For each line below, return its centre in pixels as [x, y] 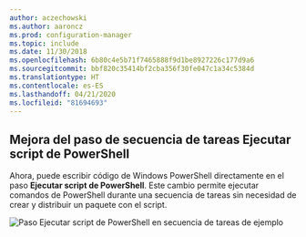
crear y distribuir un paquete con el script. [88, 205]
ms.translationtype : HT [55, 77]
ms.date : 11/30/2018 [49, 52]
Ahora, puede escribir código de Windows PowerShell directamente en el [147, 176]
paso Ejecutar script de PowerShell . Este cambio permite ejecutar [134, 185]
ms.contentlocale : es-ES [56, 86]
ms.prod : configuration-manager [71, 35]
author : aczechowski [49, 18]
